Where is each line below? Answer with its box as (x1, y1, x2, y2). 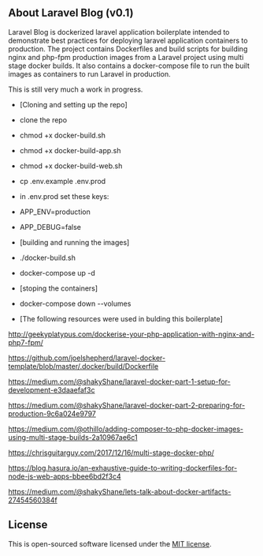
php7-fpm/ (8, 337, 43, 347)
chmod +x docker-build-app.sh (19, 145, 121, 155)
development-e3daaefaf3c (8, 385, 95, 394)
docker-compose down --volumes (19, 299, 131, 308)
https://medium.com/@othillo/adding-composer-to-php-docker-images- (8, 424, 244, 434)
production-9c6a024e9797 (8, 408, 97, 418)
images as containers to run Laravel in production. (8, 69, 171, 78)
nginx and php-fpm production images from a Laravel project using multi (8, 52, 244, 62)
